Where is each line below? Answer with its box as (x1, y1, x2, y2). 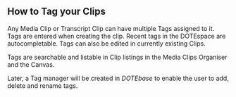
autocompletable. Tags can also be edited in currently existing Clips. (7, 39, 206, 48)
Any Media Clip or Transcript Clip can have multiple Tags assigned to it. (7, 24, 215, 32)
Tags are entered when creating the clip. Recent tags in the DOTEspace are (7, 32, 226, 40)
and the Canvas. (7, 60, 55, 69)
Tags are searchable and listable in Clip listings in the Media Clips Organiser (7, 53, 228, 61)
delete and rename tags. (7, 81, 78, 90)
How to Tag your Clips (7, 6, 106, 18)
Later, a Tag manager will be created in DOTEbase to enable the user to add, (7, 74, 229, 82)
